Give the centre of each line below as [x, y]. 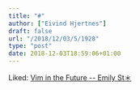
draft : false [30, 31]
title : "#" [27, 16]
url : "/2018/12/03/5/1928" [54, 39]
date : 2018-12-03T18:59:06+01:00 [65, 54]
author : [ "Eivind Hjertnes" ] [57, 24]
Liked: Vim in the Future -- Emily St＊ [70, 77]
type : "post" [30, 46]
